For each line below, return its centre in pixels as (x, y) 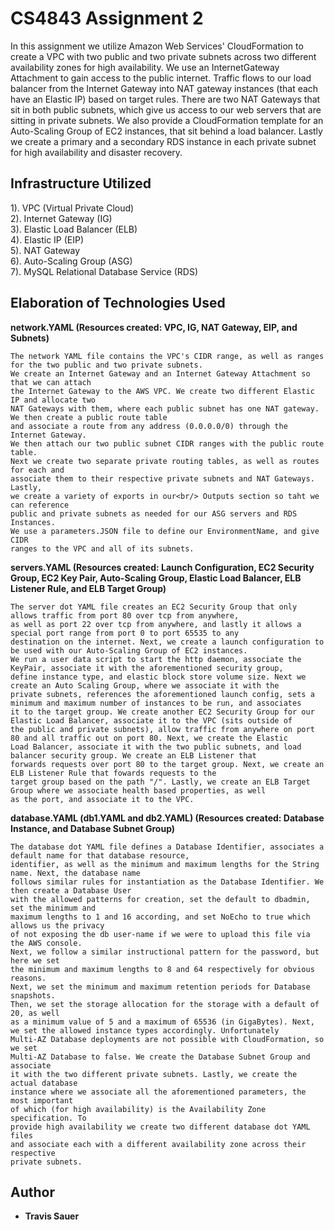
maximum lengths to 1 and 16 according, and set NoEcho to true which (160, 917)
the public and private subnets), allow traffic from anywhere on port (162, 729)
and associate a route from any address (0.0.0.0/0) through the (149, 426)
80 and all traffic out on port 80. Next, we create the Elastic (149, 738)
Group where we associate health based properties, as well (138, 790)
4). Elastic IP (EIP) (47, 239)
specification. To (48, 1118)
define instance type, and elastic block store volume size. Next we (158, 677)
